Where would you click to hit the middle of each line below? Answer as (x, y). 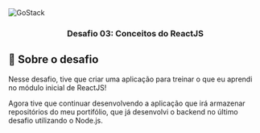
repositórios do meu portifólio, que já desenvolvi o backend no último (124, 111)
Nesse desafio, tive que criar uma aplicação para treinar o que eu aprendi (130, 79)
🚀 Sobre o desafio (54, 60)
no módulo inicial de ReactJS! (58, 87)
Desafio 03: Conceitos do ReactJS (135, 33)
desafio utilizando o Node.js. (56, 120)
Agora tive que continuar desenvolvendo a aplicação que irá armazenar (127, 103)
